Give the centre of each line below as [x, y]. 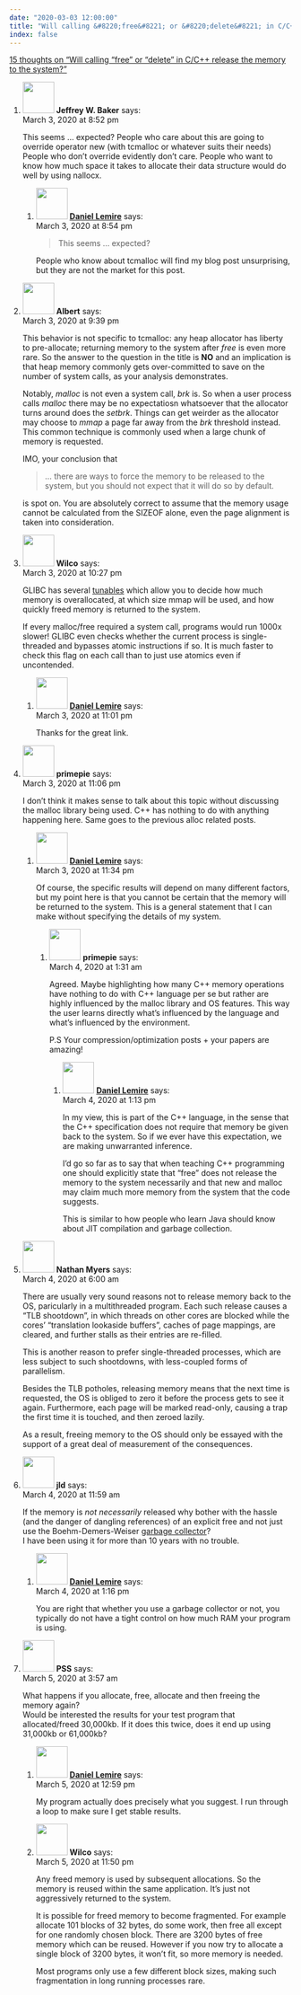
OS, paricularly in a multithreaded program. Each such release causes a [155, 1306]
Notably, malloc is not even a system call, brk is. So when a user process [157, 394]
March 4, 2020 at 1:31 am [95, 967]
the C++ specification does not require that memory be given [176, 1127]
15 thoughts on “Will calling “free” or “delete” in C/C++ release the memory [148, 60]
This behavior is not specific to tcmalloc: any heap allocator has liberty [153, 339]
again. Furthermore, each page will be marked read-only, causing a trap [155, 1408]
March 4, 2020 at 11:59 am [71, 1495]
